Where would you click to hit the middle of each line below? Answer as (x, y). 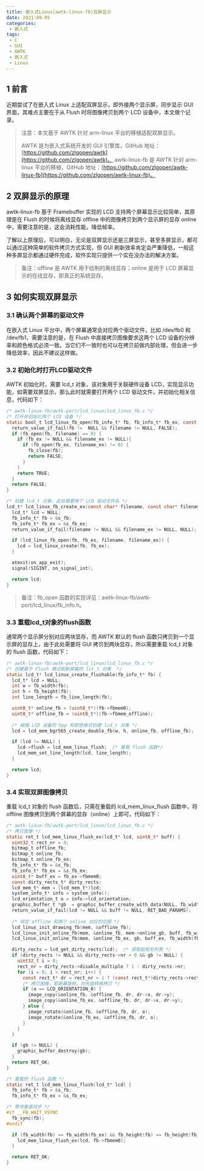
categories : (21, 23)
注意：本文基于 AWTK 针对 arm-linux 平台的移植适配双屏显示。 (100, 133)
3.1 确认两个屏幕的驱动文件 (46, 316)
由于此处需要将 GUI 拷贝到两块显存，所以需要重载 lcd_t (112, 644)
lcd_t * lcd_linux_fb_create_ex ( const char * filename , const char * (92, 507)
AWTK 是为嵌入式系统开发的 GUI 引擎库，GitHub (82, 146)
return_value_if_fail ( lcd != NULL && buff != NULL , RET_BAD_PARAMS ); (101, 910)
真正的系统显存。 (85, 276)
